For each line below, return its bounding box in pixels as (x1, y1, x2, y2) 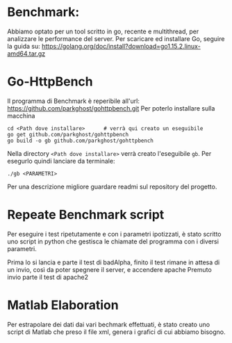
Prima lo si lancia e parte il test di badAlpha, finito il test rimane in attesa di (7, 258, 220, 266)
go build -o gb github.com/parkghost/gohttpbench (7, 137, 154, 144)
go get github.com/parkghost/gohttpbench (7, 131, 129, 138)
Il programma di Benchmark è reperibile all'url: (7, 97, 140, 105)
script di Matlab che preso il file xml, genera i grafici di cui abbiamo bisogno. (7, 328, 226, 336)
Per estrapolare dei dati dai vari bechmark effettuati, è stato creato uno (7, 320, 210, 328)
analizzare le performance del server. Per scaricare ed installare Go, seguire (7, 34, 225, 42)
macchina (7, 111, 35, 120)
